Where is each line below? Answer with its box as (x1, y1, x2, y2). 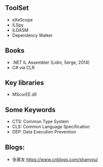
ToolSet (5, 4, 29, 12)
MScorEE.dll (12, 92, 37, 97)
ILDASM (12, 27, 29, 33)
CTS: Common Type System (12, 119, 69, 125)
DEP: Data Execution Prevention (12, 129, 76, 135)
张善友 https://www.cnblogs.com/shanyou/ (12, 157, 98, 163)
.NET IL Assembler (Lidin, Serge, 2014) (12, 59, 90, 65)
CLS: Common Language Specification (12, 124, 90, 130)
